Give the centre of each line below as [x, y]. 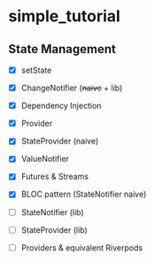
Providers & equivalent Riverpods [82, 247]
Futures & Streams [55, 177]
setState [36, 70]
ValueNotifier [45, 159]
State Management [62, 49]
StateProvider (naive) [60, 141]
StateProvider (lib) [54, 230]
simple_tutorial [64, 16]
